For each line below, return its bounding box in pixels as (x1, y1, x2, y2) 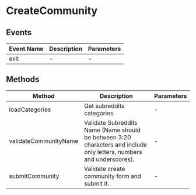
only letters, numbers (83, 148, 142, 156)
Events (6, 28, 32, 37)
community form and (83, 172, 142, 180)
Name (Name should (83, 126, 141, 134)
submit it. (83, 179, 110, 187)
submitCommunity (9, 172, 60, 180)
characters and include (83, 141, 148, 149)
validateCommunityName (9, 136, 79, 145)
